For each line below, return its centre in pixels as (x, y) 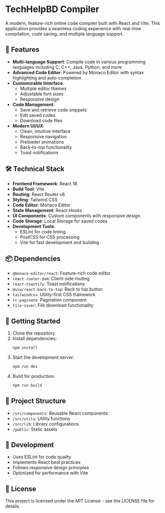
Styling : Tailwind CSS (35, 199)
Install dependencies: (35, 339)
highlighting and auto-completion (47, 78)
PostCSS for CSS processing (50, 237)
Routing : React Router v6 (39, 194)
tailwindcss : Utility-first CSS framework (54, 294)
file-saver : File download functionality (53, 305)
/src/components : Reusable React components (60, 413)
